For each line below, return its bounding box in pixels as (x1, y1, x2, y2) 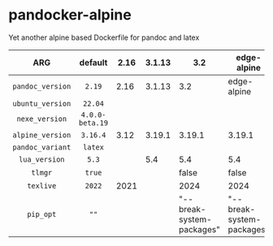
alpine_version (12, 130, 71, 140)
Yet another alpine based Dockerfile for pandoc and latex (8, 32, 200, 42)
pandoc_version (12, 81, 71, 91)
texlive (27, 181, 57, 190)
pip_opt (27, 209, 57, 218)
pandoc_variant (12, 142, 71, 152)
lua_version (19, 154, 65, 164)
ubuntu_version (12, 99, 71, 108)
